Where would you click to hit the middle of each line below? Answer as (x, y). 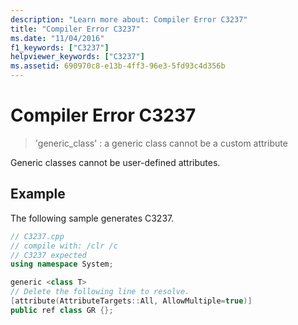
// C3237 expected (48, 255)
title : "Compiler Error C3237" (75, 29)
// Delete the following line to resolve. (100, 292)
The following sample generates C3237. (92, 218)
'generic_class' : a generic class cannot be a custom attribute (161, 143)
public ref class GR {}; (62, 310)
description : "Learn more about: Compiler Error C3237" (129, 19)
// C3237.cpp (37, 236)
